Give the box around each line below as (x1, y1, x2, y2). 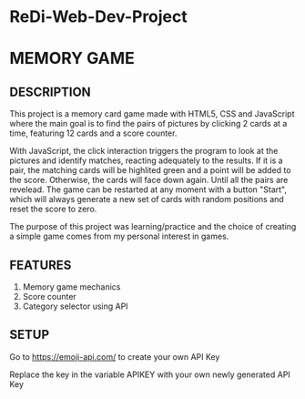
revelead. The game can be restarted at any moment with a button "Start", (9, 184, 287, 195)
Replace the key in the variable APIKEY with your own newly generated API (9, 369, 291, 380)
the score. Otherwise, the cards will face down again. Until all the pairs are (9, 175, 289, 186)
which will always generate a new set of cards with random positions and (9, 194, 284, 205)
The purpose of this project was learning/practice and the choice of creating (9, 221, 297, 232)
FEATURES (9, 257, 72, 272)
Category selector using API (22, 301, 129, 312)
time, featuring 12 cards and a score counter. (9, 128, 178, 138)
